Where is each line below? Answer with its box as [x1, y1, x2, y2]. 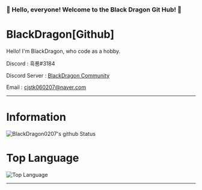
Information [6, 111, 66, 124]
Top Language [6, 151, 79, 165]
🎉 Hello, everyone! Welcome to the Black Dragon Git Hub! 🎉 [6, 5, 182, 14]
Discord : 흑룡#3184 [6, 60, 55, 67]
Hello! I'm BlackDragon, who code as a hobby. [6, 47, 121, 55]
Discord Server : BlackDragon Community [6, 72, 110, 79]
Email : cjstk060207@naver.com [6, 84, 86, 91]
